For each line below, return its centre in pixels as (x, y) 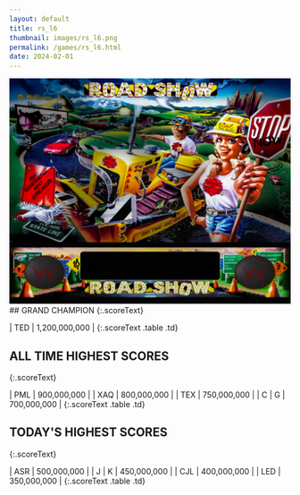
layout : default (39, 19)
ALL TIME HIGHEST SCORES (89, 356)
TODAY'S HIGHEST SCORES (88, 433)
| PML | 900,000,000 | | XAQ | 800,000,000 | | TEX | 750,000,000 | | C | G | (147, 395)
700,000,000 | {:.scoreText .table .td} (77, 405)
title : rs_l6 (33, 28)
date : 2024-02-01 (42, 57)
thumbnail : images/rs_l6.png (63, 38)
